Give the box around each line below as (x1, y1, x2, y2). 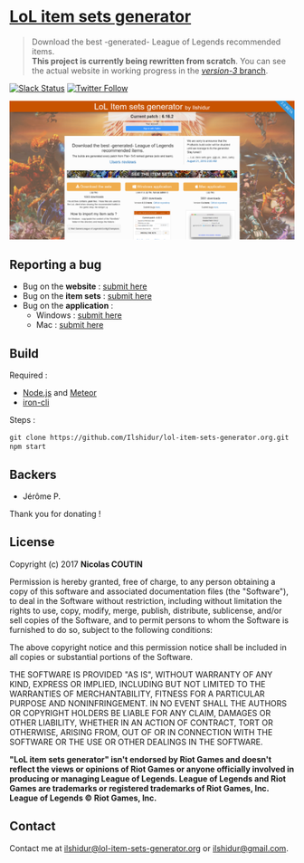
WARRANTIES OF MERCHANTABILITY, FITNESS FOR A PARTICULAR (9, 688, 265, 699)
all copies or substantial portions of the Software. (9, 651, 193, 662)
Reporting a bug (9, 256, 102, 273)
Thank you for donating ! (9, 508, 101, 519)
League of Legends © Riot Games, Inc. (9, 792, 157, 803)
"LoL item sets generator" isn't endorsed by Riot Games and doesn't (9, 753, 272, 764)
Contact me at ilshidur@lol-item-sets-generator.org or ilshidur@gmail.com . (9, 842, 290, 853)
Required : (9, 369, 48, 381)
